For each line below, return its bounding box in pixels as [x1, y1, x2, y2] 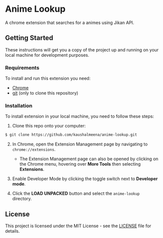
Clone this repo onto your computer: [12, 123, 86, 129]
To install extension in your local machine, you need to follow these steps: [5, 114, 155, 119]
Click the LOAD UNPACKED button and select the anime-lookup [12, 190, 140, 196]
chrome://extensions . [12, 146, 55, 152]
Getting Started [5, 34, 54, 42]
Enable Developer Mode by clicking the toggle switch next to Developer [12, 176, 158, 182]
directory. [12, 196, 32, 202]
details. [5, 228, 20, 234]
